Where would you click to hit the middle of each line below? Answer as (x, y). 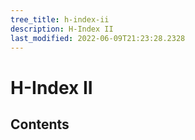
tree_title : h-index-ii (60, 19)
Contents (40, 124)
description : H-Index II (62, 29)
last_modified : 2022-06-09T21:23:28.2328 (98, 38)
